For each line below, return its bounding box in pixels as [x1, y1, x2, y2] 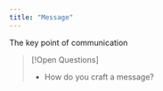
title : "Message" [9, 12, 74, 22]
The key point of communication [9, 37, 128, 48]
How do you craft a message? [44, 72, 154, 82]
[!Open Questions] [30, 54, 100, 64]
